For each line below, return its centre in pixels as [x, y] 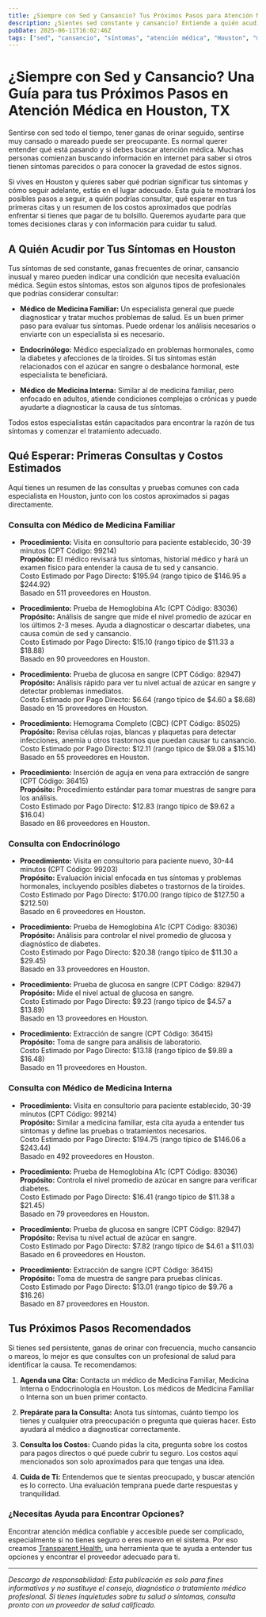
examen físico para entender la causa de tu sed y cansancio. [119, 568]
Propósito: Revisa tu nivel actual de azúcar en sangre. [108, 1237]
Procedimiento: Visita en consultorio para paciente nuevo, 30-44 [127, 861]
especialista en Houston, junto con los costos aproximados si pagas [119, 496]
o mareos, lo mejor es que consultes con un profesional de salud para [122, 1356]
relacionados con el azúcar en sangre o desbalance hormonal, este [129, 367]
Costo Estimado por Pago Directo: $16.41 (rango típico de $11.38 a [127, 1197]
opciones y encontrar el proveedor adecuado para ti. [94, 1557]
